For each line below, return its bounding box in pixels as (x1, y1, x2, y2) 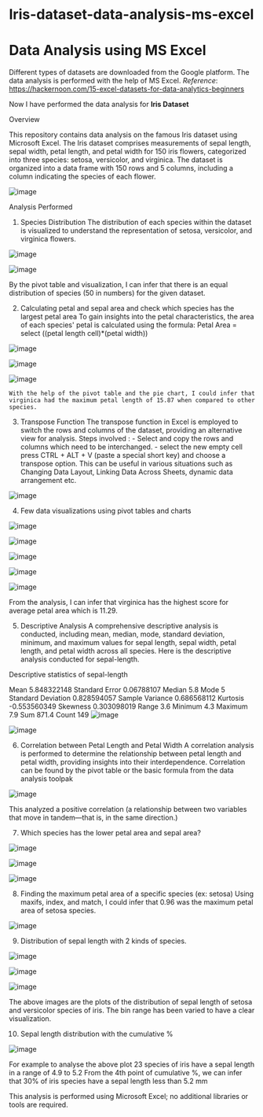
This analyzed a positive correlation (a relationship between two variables (9, 805, 247, 814)
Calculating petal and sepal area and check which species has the (20, 304, 235, 313)
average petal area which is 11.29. (9, 606, 119, 615)
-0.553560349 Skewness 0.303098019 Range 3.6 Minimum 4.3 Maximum (9, 702, 248, 711)
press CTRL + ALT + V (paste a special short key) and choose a (20, 451, 226, 460)
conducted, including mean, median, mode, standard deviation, (20, 629, 225, 639)
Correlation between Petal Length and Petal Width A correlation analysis (20, 741, 254, 750)
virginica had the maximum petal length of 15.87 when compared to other (9, 396, 256, 404)
